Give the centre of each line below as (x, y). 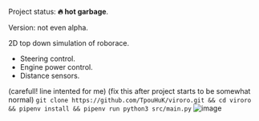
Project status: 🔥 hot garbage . (59, 12)
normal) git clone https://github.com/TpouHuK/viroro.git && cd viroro (130, 100)
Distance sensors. (50, 76)
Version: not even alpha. (48, 28)
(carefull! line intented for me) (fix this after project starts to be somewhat (129, 91)
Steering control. (48, 58)
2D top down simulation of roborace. (69, 43)
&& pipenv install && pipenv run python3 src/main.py (100, 109)
